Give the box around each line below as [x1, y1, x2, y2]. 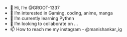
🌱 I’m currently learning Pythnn [10, 15, 74, 21]
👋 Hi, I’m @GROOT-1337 [10, 5, 60, 10]
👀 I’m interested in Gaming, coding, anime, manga [10, 10, 113, 16]
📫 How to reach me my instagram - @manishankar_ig [10, 26, 122, 32]
